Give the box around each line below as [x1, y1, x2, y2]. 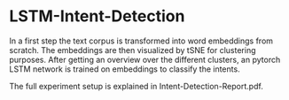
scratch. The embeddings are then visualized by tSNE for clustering [9, 44, 256, 55]
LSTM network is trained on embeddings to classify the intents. [9, 64, 241, 74]
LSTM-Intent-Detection [9, 6, 185, 27]
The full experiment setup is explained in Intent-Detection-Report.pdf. [9, 81, 263, 91]
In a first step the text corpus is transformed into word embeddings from [9, 35, 273, 46]
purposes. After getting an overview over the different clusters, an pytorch [9, 54, 281, 65]
